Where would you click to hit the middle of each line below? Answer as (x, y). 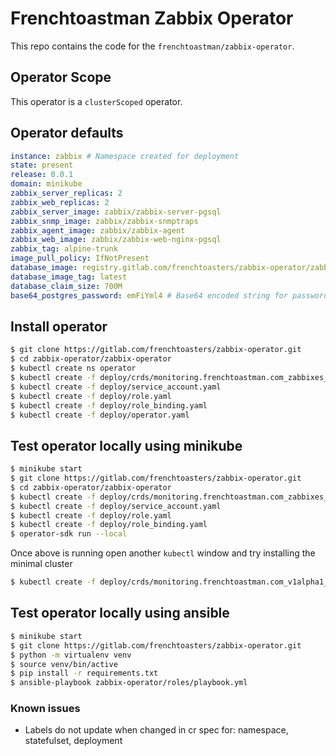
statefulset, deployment (73, 741)
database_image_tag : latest (69, 277)
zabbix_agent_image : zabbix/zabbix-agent (98, 230)
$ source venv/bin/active (64, 664)
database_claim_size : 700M (66, 286)
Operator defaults (67, 133)
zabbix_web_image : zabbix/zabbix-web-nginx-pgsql (116, 240)
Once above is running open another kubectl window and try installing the (163, 553)
